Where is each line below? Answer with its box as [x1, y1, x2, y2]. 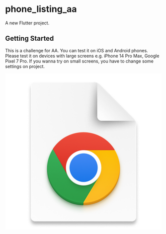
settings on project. [5, 63, 45, 69]
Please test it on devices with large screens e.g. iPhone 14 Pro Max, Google [5, 53, 160, 59]
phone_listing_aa [5, 3, 77, 15]
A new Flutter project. [5, 20, 50, 26]
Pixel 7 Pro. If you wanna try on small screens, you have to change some [5, 58, 154, 64]
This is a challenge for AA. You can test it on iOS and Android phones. [5, 47, 148, 53]
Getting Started [5, 34, 54, 43]
